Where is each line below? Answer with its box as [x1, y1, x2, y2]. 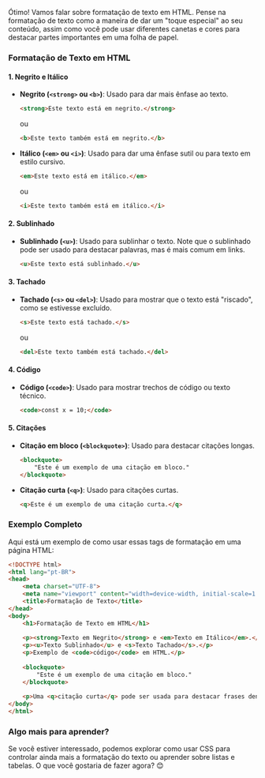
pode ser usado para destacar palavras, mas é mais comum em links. [19, 245, 246, 254]
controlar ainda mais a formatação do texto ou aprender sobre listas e [8, 753, 235, 762]
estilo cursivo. [19, 156, 65, 166]
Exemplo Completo [8, 519, 83, 530]
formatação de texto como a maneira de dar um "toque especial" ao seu [8, 16, 243, 25]
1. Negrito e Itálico [8, 72, 69, 81]
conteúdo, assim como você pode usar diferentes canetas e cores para [8, 24, 241, 33]
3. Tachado [8, 277, 46, 287]
